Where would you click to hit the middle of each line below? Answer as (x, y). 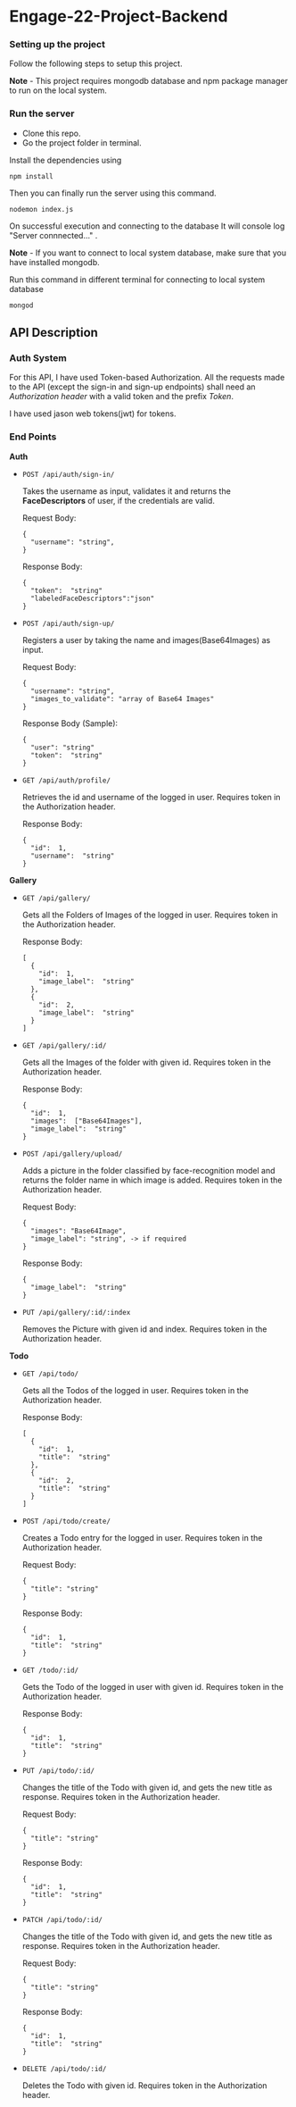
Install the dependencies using (66, 160)
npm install (31, 176)
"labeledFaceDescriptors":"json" (93, 598)
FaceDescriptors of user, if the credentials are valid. (119, 500)
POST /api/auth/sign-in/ (68, 474)
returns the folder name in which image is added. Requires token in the (152, 1180)
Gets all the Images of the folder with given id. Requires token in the (147, 1062)
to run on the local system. (58, 90)
